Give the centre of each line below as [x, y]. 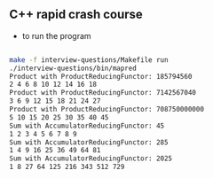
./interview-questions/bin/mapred [73, 68]
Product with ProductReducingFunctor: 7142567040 [103, 93]
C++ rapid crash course [76, 15]
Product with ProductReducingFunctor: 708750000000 [106, 110]
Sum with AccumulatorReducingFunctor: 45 [87, 126]
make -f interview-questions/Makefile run [89, 60]
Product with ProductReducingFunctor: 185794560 [101, 76]
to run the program [56, 35]
